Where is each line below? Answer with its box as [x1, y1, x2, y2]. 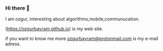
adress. [5, 41, 21, 47]
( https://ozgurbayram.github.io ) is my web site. [5, 26, 103, 32]
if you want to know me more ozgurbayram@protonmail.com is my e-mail [5, 35, 158, 42]
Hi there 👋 [5, 5, 30, 12]
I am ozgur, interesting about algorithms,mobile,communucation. [5, 16, 140, 22]
